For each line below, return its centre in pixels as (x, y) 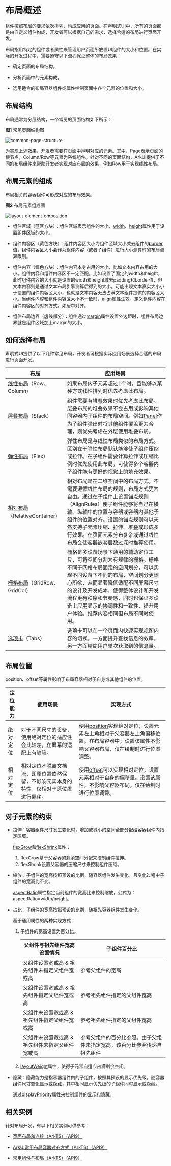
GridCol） (20, 591)
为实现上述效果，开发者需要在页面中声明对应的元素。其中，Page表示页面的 (84, 151)
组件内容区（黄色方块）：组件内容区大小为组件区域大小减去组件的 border (88, 243)
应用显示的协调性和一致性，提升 (116, 606)
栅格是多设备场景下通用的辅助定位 (108, 552)
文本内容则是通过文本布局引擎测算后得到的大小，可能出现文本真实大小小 (88, 286)
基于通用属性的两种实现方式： (44, 920)
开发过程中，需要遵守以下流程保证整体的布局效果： (67, 55)
